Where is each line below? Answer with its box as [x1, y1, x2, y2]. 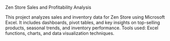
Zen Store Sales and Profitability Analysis [5, 5, 91, 10]
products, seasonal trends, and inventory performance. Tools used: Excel [5, 25, 159, 31]
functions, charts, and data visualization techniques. [5, 30, 115, 36]
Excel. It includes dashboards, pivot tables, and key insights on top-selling [5, 20, 160, 25]
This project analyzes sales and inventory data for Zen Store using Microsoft [5, 14, 165, 20]
